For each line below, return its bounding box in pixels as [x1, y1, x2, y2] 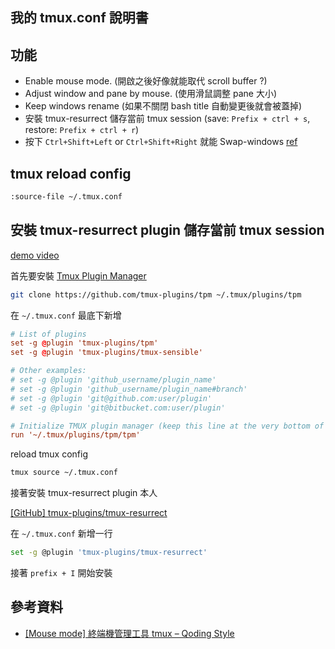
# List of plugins [10, 329, 87, 339]
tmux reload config [10, 165, 132, 182]
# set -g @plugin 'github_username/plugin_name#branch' [10, 384, 248, 394]
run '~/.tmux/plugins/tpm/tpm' [10, 430, 141, 440]
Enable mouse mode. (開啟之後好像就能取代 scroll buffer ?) [24, 75, 268, 87]
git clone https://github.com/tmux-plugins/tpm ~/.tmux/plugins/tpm [10, 289, 302, 300]
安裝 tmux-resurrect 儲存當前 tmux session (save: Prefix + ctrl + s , [24, 113, 311, 125]
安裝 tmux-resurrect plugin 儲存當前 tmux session [10, 222, 325, 239]
